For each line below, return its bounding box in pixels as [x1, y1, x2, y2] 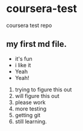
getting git [14, 111, 41, 118]
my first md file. [6, 39, 67, 49]
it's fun [14, 55, 33, 62]
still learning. [14, 118, 47, 125]
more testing [14, 105, 47, 112]
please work [14, 99, 46, 106]
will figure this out [14, 92, 60, 99]
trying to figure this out [14, 86, 72, 93]
